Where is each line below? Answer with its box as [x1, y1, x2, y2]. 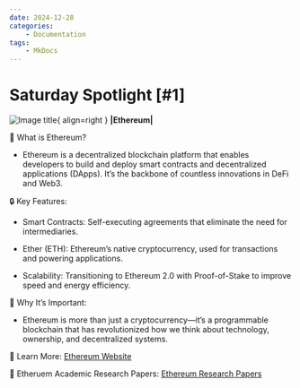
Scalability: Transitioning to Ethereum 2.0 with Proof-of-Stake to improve [22, 271, 292, 281]
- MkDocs [25, 47, 58, 56]
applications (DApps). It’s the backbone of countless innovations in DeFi [22, 168, 289, 179]
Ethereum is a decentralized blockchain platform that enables [22, 150, 250, 160]
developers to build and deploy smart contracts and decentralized [22, 159, 267, 170]
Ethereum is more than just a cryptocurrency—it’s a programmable [22, 315, 269, 325]
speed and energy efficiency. [22, 280, 131, 291]
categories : [9, 22, 54, 30]
